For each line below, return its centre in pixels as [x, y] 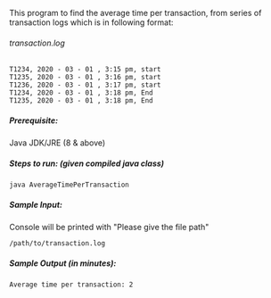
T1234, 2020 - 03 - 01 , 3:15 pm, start [86, 70]
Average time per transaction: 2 [71, 285]
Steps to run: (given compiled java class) [87, 163]
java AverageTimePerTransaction [69, 185]
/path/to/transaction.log [57, 244]
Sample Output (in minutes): [63, 263]
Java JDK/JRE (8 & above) [57, 143]
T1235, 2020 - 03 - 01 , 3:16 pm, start [86, 78]
